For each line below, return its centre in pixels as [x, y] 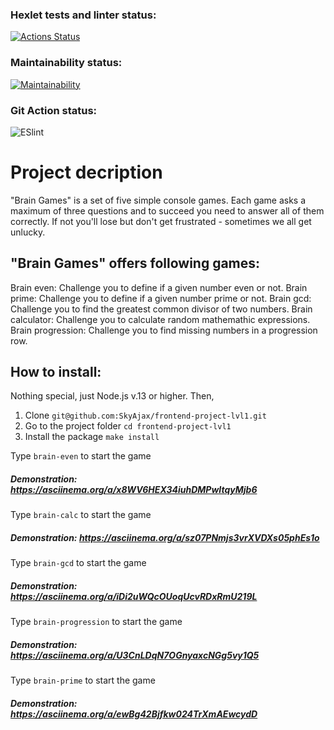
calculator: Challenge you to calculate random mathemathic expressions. [160, 319]
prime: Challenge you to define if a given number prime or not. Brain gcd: [161, 298]
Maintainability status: [66, 63]
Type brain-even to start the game [81, 456]
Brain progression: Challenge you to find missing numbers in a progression [164, 330]
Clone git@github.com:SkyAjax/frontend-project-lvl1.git [145, 415]
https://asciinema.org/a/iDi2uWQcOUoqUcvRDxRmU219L [134, 596]
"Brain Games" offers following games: [135, 263]
